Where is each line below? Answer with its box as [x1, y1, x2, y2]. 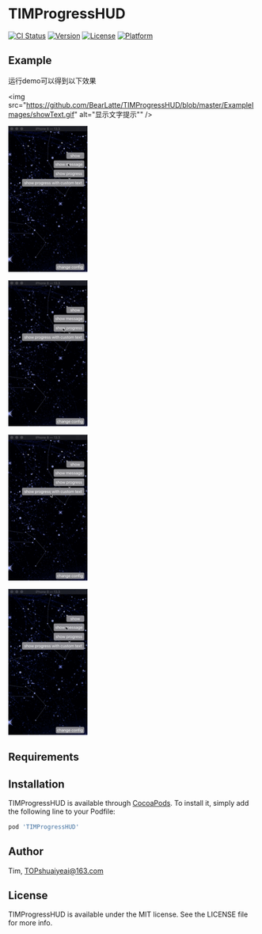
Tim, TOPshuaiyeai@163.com [8, 866, 104, 875]
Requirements [8, 750, 79, 764]
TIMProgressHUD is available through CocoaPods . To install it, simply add [8, 798, 249, 807]
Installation [8, 777, 65, 791]
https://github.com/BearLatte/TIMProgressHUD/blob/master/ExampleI [26, 100, 254, 109]
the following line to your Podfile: [8, 807, 116, 816]
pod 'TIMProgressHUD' [8, 822, 80, 831]
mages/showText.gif [8, 109, 75, 119]
